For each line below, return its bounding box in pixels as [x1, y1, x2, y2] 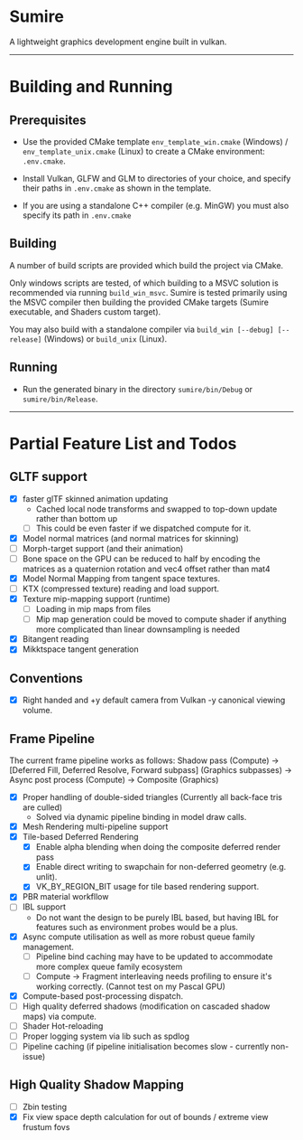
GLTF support [9, 469, 87, 485]
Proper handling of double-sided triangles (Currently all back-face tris [22, 792, 282, 802]
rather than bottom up [35, 513, 118, 523]
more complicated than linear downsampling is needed [35, 624, 241, 635]
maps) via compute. [22, 1011, 97, 1022]
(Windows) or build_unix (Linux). [43, 333, 168, 344]
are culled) [22, 802, 63, 813]
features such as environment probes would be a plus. [35, 921, 239, 932]
